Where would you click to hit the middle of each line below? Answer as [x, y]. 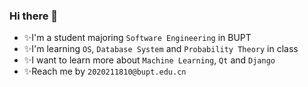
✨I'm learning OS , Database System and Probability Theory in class [161, 49]
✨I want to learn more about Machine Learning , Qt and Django [149, 60]
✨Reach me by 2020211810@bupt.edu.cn [105, 71]
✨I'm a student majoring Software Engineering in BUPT [137, 38]
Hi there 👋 [34, 16]
